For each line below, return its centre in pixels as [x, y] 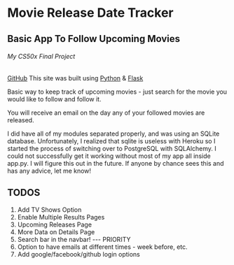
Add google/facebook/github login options [78, 254]
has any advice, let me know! [49, 171]
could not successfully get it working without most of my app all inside [109, 156]
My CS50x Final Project [41, 57]
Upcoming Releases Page [55, 224]
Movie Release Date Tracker [90, 13]
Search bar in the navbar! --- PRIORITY [74, 239]
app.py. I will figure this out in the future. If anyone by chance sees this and [116, 163]
